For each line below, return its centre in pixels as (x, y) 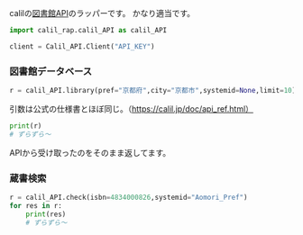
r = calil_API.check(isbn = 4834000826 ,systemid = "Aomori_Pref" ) (129, 197)
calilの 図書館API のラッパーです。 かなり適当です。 (102, 13)
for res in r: (36, 205)
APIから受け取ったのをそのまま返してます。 (90, 152)
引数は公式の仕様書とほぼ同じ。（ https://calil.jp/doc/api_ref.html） (132, 108)
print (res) (46, 214)
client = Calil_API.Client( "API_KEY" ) (82, 46)
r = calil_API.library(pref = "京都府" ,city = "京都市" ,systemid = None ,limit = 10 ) (153, 91)
